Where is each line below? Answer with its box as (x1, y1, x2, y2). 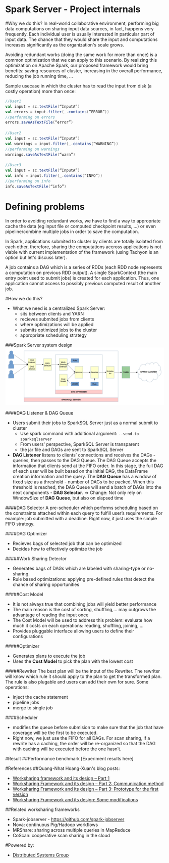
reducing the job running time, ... (5, 73, 73, 79)
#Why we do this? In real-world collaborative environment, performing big (5, 20, 159, 26)
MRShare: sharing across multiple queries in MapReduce (12, 827, 131, 833)
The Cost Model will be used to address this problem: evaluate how (12, 617, 153, 623)
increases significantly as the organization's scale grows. (5, 41, 125, 48)
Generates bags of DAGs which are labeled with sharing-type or (12, 565, 146, 571)
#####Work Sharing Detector (5, 555, 67, 562)
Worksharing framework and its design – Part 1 (12, 775, 110, 781)
